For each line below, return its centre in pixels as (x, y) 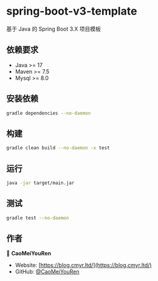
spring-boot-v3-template (72, 11)
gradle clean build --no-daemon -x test (58, 148)
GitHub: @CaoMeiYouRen (47, 272)
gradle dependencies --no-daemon (49, 113)
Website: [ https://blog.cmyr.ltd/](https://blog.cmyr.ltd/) (83, 265)
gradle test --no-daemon (38, 218)
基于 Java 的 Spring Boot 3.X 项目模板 (54, 29)
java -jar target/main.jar (40, 183)
